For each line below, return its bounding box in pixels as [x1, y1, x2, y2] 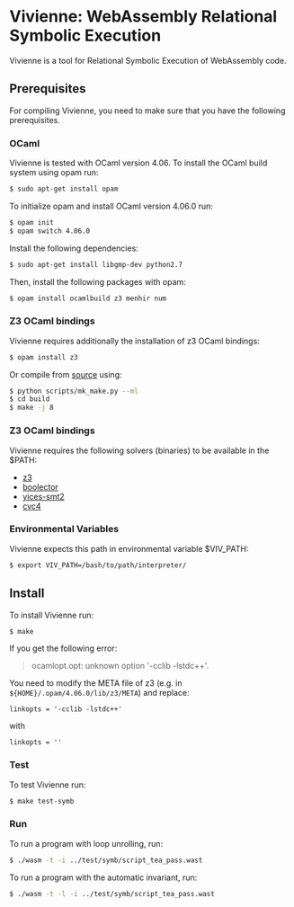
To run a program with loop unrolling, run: [9, 838, 164, 849]
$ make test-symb [9, 796, 75, 805]
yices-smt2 [22, 491, 65, 502]
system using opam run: [9, 167, 99, 178]
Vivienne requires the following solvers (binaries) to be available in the [9, 445, 270, 456]
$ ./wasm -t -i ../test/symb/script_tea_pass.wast [9, 856, 203, 865]
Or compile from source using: [9, 369, 122, 379]
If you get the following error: [9, 643, 118, 654]
